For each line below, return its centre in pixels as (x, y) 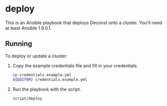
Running (19, 44)
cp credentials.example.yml (42, 75)
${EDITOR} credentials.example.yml (50, 79)
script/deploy (27, 98)
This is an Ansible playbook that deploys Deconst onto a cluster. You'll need (84, 23)
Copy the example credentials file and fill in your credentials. (75, 65)
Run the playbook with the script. (47, 89)
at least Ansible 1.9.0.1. (28, 28)
